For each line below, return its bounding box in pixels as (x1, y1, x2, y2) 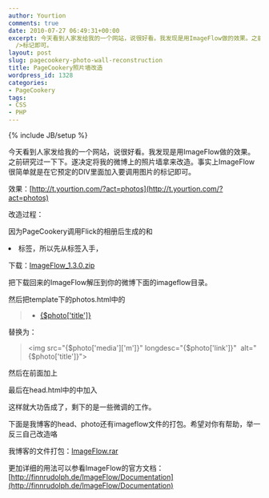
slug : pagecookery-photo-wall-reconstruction (8, 57, 163, 65)
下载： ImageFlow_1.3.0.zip (8, 261, 95, 270)
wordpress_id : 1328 (8, 71, 74, 79)
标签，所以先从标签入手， (18, 243, 102, 253)
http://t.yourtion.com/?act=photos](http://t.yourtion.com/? (31, 184, 223, 193)
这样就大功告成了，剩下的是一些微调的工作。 (8, 402, 156, 412)
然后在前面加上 (8, 368, 58, 377)
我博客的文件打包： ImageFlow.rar (8, 446, 118, 456)
